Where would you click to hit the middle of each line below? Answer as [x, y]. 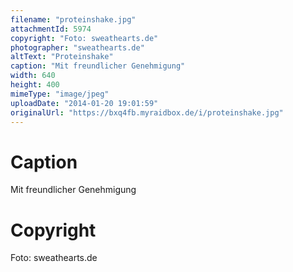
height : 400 [35, 85]
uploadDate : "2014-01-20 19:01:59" [84, 103]
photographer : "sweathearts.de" [77, 47]
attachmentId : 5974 [51, 29]
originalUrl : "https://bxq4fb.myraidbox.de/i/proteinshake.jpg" [147, 112]
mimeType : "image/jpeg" [60, 94]
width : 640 [33, 76]
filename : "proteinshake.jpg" [73, 19]
